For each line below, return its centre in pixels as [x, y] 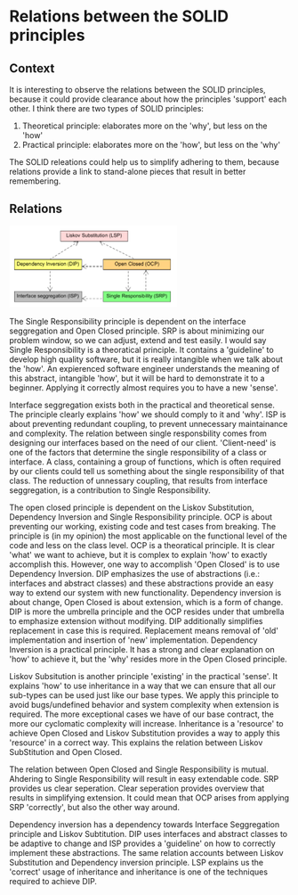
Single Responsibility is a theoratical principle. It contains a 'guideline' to [141, 350]
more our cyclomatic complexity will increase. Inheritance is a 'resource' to [147, 724]
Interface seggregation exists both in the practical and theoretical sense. [142, 405]
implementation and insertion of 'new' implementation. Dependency [133, 640]
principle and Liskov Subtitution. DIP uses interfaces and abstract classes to [149, 834]
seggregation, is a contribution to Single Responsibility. [110, 490]
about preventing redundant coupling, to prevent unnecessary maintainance [149, 424]
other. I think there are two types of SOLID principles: [107, 108]
